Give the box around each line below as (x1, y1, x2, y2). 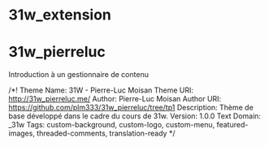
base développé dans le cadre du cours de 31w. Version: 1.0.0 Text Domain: (8, 111, 262, 121)
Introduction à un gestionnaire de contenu (8, 70, 149, 79)
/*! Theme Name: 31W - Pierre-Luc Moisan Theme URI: (8, 85, 193, 95)
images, (8, 128, 35, 139)
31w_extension (8, 6, 112, 24)
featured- (216, 120, 249, 130)
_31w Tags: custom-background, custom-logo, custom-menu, (8, 120, 215, 130)
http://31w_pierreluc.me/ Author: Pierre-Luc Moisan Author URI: (8, 94, 222, 104)
